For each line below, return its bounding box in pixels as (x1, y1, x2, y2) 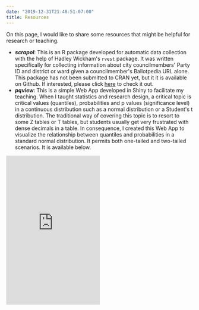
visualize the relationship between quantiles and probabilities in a (14, 131, 175, 138)
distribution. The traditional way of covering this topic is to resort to (14, 111, 180, 119)
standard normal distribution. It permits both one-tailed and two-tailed (14, 137, 187, 144)
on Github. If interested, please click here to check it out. (14, 80, 154, 87)
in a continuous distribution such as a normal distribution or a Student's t (14, 106, 193, 113)
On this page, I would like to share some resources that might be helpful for (6, 30, 191, 38)
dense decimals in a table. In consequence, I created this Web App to (14, 125, 185, 132)
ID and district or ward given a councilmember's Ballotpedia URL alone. (14, 67, 189, 75)
